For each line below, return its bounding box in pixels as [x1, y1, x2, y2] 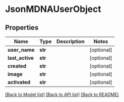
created [7, 63, 26, 69]
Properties [5, 23, 39, 32]
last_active [7, 55, 34, 61]
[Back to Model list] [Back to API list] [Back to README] [5, 92, 119, 98]
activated [7, 79, 31, 86]
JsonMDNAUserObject [5, 3, 102, 15]
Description [56, 38, 85, 45]
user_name [7, 46, 35, 53]
